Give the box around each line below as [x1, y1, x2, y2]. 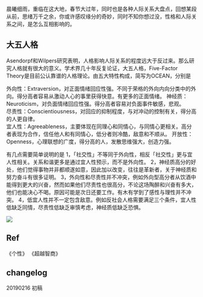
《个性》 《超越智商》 [6, 250, 61, 257]
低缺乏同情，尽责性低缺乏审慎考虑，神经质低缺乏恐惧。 [6, 203, 144, 211]
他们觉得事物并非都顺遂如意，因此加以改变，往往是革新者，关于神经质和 [16, 166, 197, 173]
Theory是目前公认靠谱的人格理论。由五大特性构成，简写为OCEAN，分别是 [6, 72, 192, 79]
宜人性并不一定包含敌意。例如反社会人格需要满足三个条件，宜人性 [32, 196, 196, 203]
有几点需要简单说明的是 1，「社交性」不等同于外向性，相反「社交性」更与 [6, 151, 187, 158]
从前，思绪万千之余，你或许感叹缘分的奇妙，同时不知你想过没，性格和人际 [6, 13, 192, 20]
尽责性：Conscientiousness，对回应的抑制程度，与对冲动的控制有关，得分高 [6, 108, 197, 115]
